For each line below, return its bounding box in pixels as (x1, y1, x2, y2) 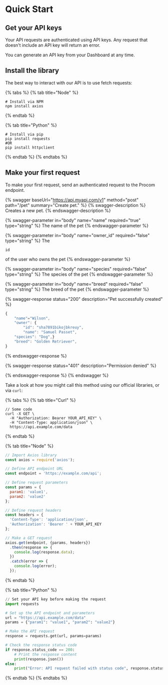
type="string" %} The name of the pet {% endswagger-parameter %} (5, 222, 149, 229)
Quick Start (5, 4, 53, 15)
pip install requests (5, 136, 50, 141)
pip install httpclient (5, 145, 55, 150)
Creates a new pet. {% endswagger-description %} (5, 207, 111, 213)
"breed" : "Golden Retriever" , (14, 339, 77, 344)
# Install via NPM (5, 99, 43, 104)
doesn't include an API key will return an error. (5, 42, 100, 48)
